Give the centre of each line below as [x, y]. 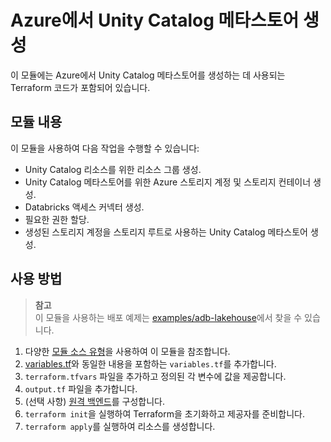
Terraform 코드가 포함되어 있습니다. [80, 87]
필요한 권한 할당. [57, 219]
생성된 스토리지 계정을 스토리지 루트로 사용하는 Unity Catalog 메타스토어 [166, 232]
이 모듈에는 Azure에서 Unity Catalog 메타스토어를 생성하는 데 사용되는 [148, 75]
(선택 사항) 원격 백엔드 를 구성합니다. [95, 401]
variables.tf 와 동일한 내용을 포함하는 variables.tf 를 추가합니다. [150, 363]
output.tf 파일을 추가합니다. [81, 388]
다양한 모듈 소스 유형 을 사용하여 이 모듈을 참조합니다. [127, 351]
